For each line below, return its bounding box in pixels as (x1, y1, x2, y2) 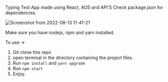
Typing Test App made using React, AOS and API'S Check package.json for (5, 5, 163, 10)
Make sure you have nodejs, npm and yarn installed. (5, 30, 115, 35)
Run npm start (12, 66, 43, 71)
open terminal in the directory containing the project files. (12, 54, 133, 61)
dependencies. (5, 10, 37, 16)
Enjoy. (12, 71, 26, 77)
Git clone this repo (12, 49, 52, 55)
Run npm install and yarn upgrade (12, 60, 86, 66)
